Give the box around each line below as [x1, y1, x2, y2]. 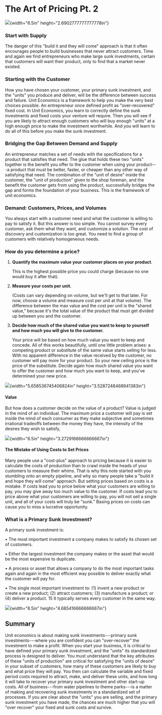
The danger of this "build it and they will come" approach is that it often [5, 43, 147, 49]
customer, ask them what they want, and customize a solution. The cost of [5, 226, 153, 232]
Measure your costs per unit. [12, 283, 72, 289]
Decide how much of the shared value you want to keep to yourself [12, 322, 149, 328]
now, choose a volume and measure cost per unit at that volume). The [12, 298, 151, 303]
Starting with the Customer [5, 76, 70, 83]
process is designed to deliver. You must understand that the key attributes [5, 653, 155, 659]
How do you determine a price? [5, 248, 80, 255]
